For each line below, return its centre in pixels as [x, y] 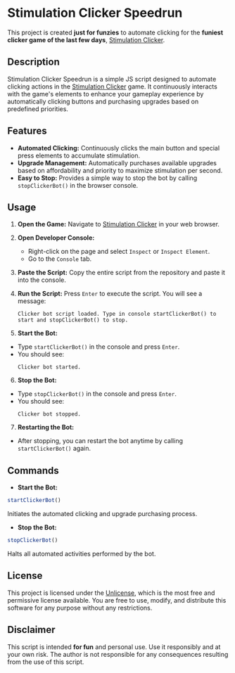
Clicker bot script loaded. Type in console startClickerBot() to [117, 314]
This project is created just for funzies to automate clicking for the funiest [115, 32]
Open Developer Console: [56, 238]
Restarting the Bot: [46, 428]
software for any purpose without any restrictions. [80, 608]
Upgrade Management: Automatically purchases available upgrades [117, 162]
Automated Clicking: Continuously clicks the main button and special [119, 148]
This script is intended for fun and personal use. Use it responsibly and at [114, 647]
